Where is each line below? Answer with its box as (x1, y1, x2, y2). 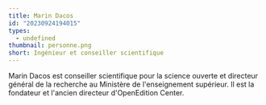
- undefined (15, 34, 56, 42)
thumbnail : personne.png (8, 42, 92, 50)
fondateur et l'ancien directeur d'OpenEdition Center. (8, 88, 185, 97)
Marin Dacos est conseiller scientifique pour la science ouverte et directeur (8, 71, 259, 80)
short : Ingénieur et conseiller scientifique (8, 49, 164, 57)
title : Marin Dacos (8, 11, 74, 20)
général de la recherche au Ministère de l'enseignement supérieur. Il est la (8, 79, 255, 89)
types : (8, 26, 31, 34)
